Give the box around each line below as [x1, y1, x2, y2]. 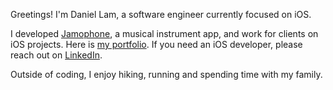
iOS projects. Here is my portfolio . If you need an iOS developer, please [10, 39, 303, 50]
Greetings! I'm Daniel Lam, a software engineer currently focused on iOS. [10, 9, 312, 20]
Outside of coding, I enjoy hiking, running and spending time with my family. [10, 69, 323, 80]
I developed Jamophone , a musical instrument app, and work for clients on [10, 28, 319, 39]
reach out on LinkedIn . [10, 49, 103, 61]
